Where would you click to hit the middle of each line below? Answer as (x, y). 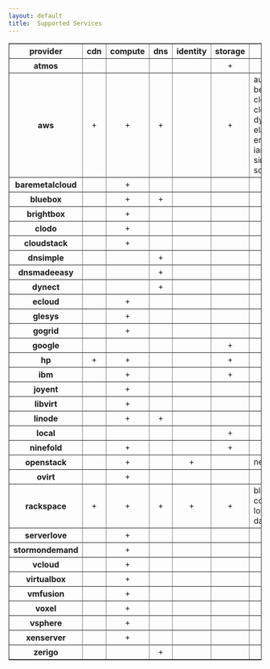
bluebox (46, 199)
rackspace (46, 506)
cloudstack (46, 243)
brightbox (46, 214)
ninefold (46, 447)
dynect (46, 287)
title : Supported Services (55, 23)
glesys (46, 316)
